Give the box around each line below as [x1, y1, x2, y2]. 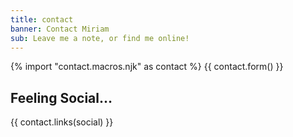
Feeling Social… [10, 89, 113, 106]
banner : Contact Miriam [10, 24, 110, 34]
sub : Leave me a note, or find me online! [10, 33, 190, 43]
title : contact [10, 14, 74, 25]
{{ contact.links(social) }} [10, 116, 114, 128]
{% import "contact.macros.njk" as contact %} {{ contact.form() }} [10, 61, 284, 73]
